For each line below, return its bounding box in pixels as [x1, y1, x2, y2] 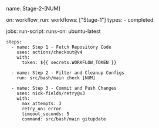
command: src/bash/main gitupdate [21, 116, 107, 122]
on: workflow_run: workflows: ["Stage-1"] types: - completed [6, 16, 154, 23]
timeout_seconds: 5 [21, 111, 69, 117]
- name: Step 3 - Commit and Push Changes [11, 85, 117, 91]
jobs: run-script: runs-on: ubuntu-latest [6, 28, 101, 35]
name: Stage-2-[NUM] [6, 5, 60, 12]
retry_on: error [21, 106, 62, 112]
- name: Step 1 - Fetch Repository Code [11, 44, 111, 50]
